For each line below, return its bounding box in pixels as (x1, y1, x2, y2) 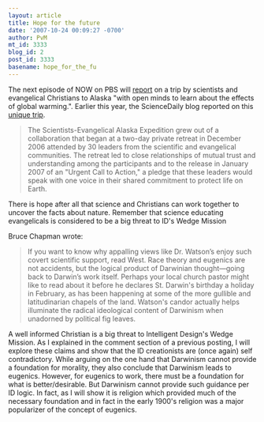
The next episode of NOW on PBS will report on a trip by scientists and (8, 85, 238, 94)
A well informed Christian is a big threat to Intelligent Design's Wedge (8, 329, 234, 338)
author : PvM (8, 33, 47, 42)
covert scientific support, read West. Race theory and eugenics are (27, 254, 246, 265)
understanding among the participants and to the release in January (27, 159, 249, 168)
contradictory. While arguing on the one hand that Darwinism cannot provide (8, 354, 257, 364)
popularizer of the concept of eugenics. (8, 405, 137, 414)
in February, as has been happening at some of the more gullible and (27, 288, 251, 298)
